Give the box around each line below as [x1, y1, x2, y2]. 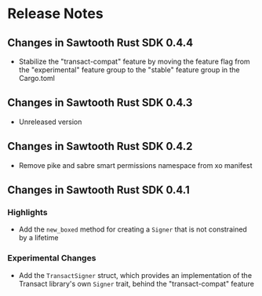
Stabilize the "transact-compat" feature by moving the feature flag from [18, 57, 250, 66]
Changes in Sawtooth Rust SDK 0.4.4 [7, 36, 194, 49]
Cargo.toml [18, 74, 56, 82]
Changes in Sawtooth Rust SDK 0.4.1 [7, 184, 190, 197]
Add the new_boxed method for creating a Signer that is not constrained [18, 225, 248, 234]
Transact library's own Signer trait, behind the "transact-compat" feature [18, 279, 254, 288]
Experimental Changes [7, 253, 96, 264]
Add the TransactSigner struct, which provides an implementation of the [18, 270, 253, 280]
